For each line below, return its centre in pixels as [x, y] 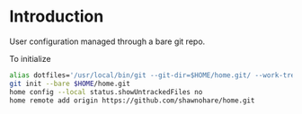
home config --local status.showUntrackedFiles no [106, 92]
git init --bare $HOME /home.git [70, 83]
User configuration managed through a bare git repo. [107, 41]
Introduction [57, 17]
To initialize [30, 58]
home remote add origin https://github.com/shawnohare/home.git [132, 101]
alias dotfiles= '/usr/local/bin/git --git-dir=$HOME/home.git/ [130, 75]
